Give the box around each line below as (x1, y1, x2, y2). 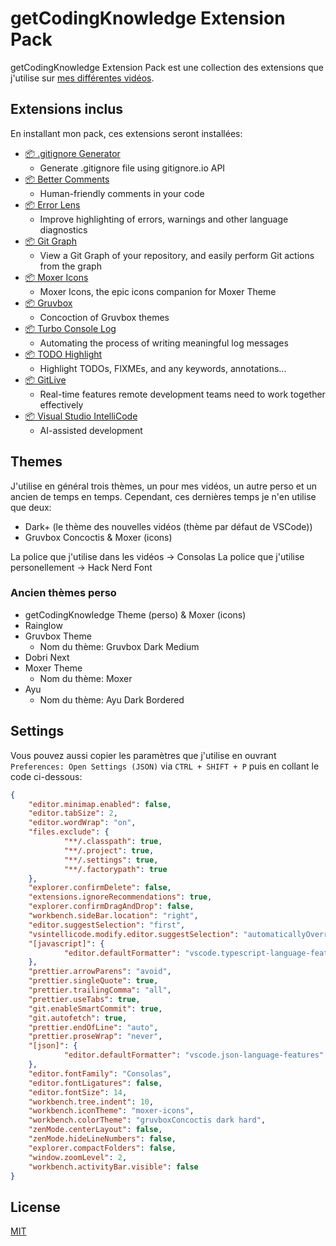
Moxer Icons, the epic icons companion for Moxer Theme (39, 285, 277, 297)
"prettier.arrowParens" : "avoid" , (28, 967, 172, 977)
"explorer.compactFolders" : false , (28, 1143, 177, 1153)
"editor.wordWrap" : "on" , (28, 818, 137, 828)
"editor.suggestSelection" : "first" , (28, 920, 186, 930)
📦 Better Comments (24, 173, 110, 185)
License (10, 1198, 61, 1216)
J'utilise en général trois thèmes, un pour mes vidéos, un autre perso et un (10, 480, 317, 492)
